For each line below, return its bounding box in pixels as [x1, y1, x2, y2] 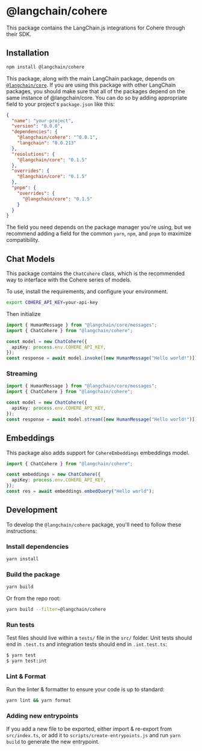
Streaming [6, 369, 38, 378]
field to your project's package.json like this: [6, 100, 115, 108]
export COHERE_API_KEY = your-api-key [6, 300, 98, 306]
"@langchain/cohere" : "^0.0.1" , [17, 134, 98, 141]
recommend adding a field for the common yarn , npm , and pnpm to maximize [6, 230, 192, 237]
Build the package [6, 570, 60, 578]
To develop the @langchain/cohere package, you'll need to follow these [6, 521, 182, 528]
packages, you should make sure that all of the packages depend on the [6, 87, 185, 94]
